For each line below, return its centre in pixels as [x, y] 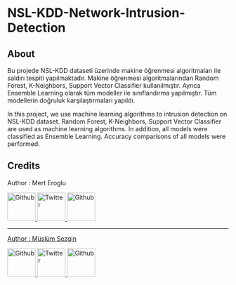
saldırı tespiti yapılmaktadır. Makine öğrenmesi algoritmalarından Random [113, 78]
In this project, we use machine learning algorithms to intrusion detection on [117, 114]
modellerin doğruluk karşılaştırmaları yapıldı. [71, 100]
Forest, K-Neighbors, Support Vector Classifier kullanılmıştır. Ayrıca [104, 85]
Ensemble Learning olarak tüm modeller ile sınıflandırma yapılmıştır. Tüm [112, 93]
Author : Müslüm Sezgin [42, 238]
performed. [24, 144]
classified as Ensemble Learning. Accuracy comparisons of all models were [117, 136]
